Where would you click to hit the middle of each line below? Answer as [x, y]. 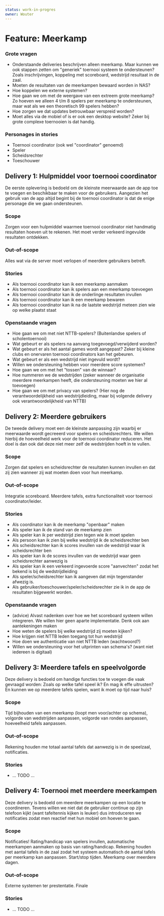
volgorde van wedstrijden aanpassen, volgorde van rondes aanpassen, [77, 718]
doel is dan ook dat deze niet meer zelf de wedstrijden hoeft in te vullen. [78, 444]
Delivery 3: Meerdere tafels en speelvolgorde [75, 667]
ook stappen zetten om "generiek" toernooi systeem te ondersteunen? [83, 70]
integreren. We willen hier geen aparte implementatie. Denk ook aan [81, 621]
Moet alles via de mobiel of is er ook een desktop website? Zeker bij [81, 116]
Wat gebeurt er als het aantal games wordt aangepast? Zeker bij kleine [83, 349]
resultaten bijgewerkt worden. [42, 592]
